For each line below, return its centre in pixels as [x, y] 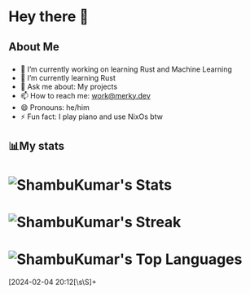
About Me [34, 47]
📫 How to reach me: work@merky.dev [85, 95]
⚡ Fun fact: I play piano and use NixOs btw [91, 116]
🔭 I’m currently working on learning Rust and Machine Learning [126, 69]
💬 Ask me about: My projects [69, 86]
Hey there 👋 [49, 17]
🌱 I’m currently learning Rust [68, 77]
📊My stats [37, 146]
